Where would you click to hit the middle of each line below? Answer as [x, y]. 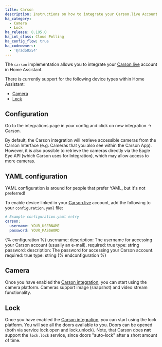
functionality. [18, 292]
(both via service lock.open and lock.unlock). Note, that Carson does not [78, 330]
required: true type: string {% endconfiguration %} [56, 255]
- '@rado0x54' [24, 50]
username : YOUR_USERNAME [35, 226]
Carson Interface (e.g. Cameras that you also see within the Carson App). [79, 145]
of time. [13, 340]
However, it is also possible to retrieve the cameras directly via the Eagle [78, 151]
